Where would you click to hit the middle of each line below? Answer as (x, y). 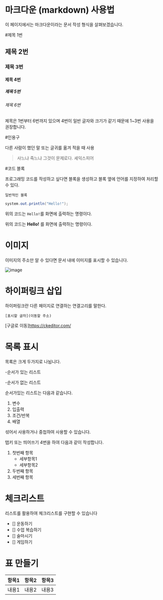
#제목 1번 (14, 35)
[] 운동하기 (22, 524)
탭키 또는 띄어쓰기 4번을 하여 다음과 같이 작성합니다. (54, 443)
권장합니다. (16, 127)
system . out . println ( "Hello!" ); (37, 204)
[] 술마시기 (22, 536)
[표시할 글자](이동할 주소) (28, 316)
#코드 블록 (15, 169)
